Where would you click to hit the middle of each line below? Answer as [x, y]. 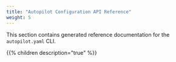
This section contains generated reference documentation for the [88, 34]
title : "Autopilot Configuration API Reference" [69, 12]
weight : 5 [19, 17]
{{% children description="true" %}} [52, 52]
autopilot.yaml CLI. [31, 41]
